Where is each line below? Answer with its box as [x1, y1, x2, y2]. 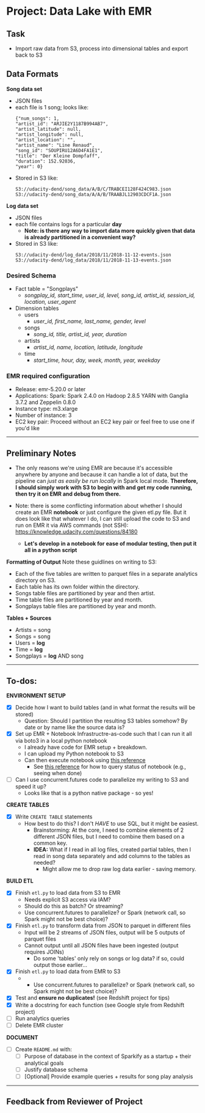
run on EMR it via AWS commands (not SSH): [15, 521, 129, 529]
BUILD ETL [6, 877, 34, 884]
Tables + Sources [6, 614, 52, 622]
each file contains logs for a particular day [15, 220, 122, 227]
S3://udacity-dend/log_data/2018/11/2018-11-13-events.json [15, 257, 171, 263]
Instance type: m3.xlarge [15, 405, 78, 413]
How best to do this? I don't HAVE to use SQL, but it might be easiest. [24, 820, 199, 828]
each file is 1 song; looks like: [15, 103, 88, 111]
